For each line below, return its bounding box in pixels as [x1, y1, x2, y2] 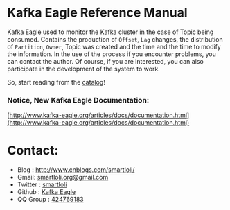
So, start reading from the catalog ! [7, 78, 105, 86]
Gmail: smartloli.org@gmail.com [17, 173, 109, 182]
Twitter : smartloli [17, 180, 67, 189]
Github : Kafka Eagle [17, 188, 76, 196]
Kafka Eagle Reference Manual [7, 5, 188, 21]
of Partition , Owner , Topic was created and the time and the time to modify [7, 42, 222, 51]
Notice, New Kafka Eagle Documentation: [7, 95, 150, 105]
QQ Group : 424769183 [17, 195, 85, 204]
